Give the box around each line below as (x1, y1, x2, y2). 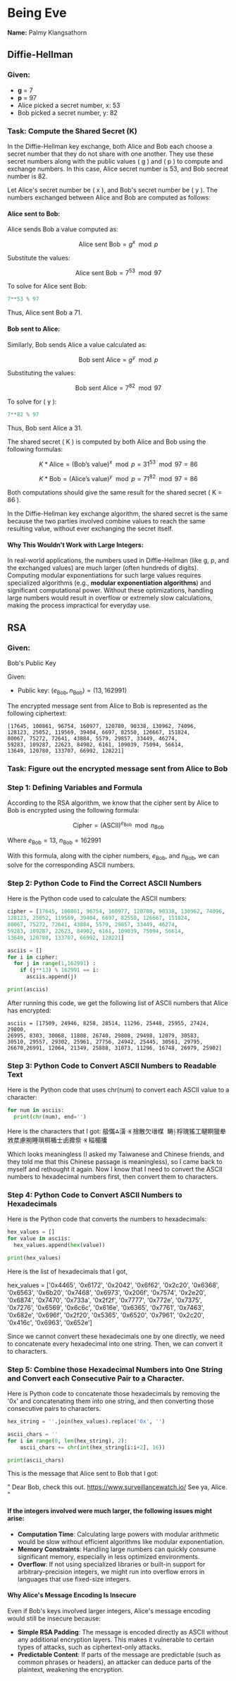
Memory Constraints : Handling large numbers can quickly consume (17, 1545, 216, 1553)
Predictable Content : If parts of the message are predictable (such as (17, 1650, 221, 1658)
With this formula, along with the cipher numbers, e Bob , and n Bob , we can (7, 851, 220, 861)
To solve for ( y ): (7, 397, 57, 406)
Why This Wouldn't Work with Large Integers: (7, 540, 144, 549)
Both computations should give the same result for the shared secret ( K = (7, 488, 223, 497)
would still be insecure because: (7, 1614, 101, 1622)
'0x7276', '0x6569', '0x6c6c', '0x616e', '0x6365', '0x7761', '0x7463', (7, 1303, 205, 1311)
